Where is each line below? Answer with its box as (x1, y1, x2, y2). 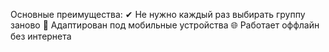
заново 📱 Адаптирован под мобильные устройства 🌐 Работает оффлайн (10, 19, 320, 31)
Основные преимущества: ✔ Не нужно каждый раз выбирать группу (10, 9, 306, 20)
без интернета (10, 30, 72, 42)
